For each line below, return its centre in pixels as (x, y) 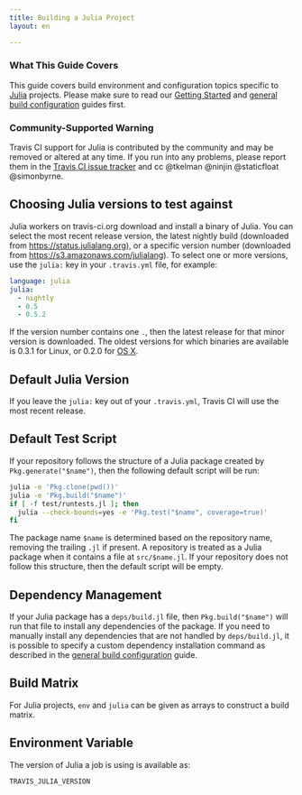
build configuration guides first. (68, 104)
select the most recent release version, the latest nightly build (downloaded (149, 236)
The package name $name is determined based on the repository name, (141, 538)
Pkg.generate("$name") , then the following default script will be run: (134, 470)
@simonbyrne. (37, 176)
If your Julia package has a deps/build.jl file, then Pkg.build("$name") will (149, 617)
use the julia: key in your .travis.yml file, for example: (114, 264)
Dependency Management (86, 595)
